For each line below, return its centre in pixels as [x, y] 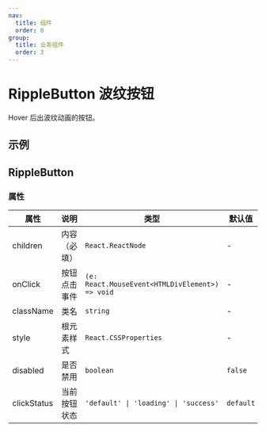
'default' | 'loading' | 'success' [152, 403]
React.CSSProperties [123, 338]
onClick [27, 285]
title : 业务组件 [40, 45]
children [27, 246]
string [97, 311]
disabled [28, 371]
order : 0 [30, 30]
